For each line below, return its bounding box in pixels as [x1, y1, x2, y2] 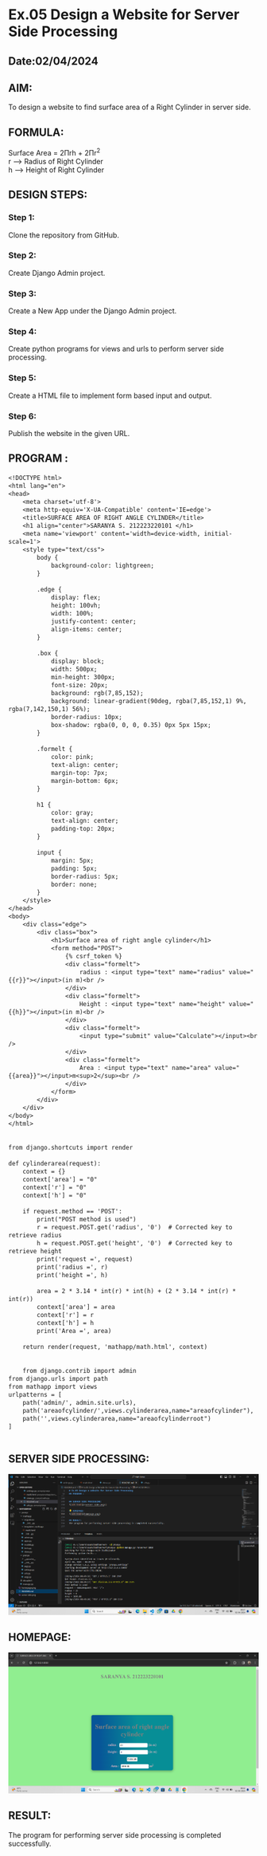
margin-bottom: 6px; [50, 777, 119, 784]
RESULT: [8, 1809, 52, 1823]
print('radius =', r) [37, 1263, 109, 1271]
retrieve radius [8, 1231, 62, 1239]
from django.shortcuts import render [8, 1143, 133, 1151]
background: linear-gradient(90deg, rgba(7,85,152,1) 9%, [50, 697, 247, 705]
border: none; [50, 880, 98, 888]
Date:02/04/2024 [8, 54, 99, 68]
